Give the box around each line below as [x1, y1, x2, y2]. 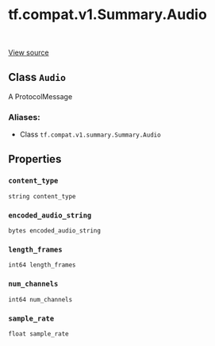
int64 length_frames [8, 261, 77, 269]
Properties [8, 152, 62, 166]
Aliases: [8, 111, 41, 122]
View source [8, 48, 49, 57]
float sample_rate [8, 329, 69, 338]
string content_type [8, 192, 77, 200]
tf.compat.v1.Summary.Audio [8, 6, 208, 24]
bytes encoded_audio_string [8, 227, 102, 235]
